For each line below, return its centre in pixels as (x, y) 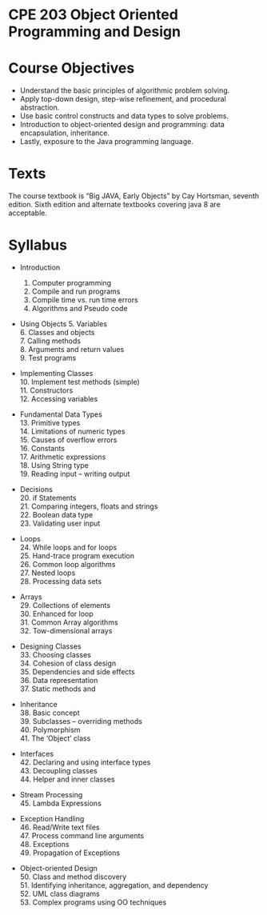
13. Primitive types (50, 423)
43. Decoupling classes (58, 771)
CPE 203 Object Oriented (93, 15)
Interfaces (37, 754)
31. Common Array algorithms (69, 622)
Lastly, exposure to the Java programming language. (106, 142)
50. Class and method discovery (73, 877)
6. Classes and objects (57, 332)
